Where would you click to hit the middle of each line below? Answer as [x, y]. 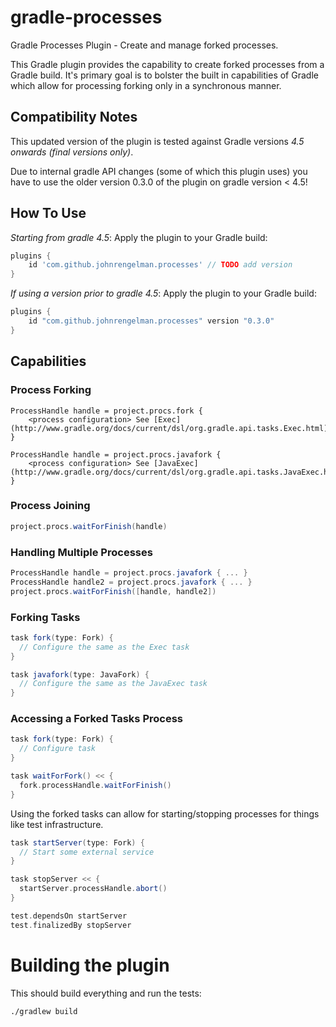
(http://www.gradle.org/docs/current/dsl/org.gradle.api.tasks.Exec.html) [169, 428]
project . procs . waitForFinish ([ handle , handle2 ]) [113, 591]
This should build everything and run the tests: [106, 993]
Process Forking [51, 390]
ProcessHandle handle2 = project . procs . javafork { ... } [131, 582]
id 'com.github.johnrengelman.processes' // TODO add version [160, 265]
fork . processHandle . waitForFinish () [95, 785]
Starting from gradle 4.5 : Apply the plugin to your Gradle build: [139, 237]
